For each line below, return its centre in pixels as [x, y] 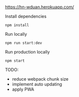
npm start [15, 61]
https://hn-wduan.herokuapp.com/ [39, 7]
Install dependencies [26, 16]
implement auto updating [37, 84]
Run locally [16, 34]
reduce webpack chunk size [40, 79]
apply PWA [23, 89]
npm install [17, 25]
